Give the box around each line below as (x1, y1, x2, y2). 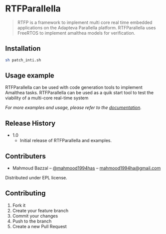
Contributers (5, 152, 46, 160)
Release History (5, 119, 56, 127)
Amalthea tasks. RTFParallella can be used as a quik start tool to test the (5, 90, 154, 96)
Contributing (5, 189, 46, 198)
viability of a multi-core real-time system (5, 95, 89, 101)
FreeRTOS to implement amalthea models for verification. (17, 30, 136, 36)
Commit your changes (12, 213, 58, 219)
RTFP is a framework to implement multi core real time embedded (17, 19, 153, 25)
